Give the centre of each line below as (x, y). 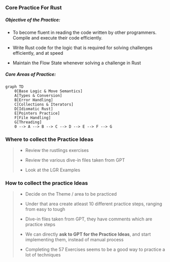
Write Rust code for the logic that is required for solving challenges (83, 48)
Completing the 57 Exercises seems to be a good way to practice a (95, 249)
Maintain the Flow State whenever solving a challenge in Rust (77, 63)
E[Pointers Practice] (37, 113)
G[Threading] (28, 122)
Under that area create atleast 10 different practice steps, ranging (94, 204)
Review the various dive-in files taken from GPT (75, 160)
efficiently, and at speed (38, 53)
